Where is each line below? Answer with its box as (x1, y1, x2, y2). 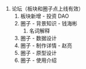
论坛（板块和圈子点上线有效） (11, 5, 84, 12)
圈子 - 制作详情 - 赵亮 (20, 42, 73, 49)
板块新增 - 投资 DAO (20, 12, 69, 19)
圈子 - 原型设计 (20, 50, 57, 56)
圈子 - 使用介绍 (20, 57, 57, 64)
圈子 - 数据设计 (20, 35, 57, 41)
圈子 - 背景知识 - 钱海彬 (20, 20, 78, 27)
